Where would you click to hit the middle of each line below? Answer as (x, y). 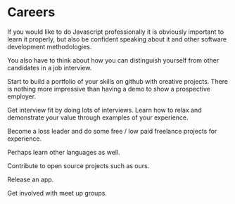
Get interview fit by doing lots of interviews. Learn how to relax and (104, 110)
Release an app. (31, 179)
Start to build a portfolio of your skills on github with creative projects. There (118, 81)
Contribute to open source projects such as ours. (78, 165)
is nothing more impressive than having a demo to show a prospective (109, 89)
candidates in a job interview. (50, 68)
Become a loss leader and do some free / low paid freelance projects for (112, 131)
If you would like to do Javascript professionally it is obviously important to (115, 32)
